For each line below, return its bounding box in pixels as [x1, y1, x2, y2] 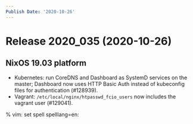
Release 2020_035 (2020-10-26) [5, 34, 172, 48]
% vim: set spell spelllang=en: [5, 111, 79, 118]
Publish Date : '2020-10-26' [5, 8, 76, 15]
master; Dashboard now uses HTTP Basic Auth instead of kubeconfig [14, 80, 185, 87]
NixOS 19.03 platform [5, 58, 87, 69]
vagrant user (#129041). [14, 99, 73, 106]
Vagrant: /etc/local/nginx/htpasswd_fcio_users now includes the [14, 93, 176, 100]
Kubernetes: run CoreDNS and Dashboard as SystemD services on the [14, 74, 188, 81]
